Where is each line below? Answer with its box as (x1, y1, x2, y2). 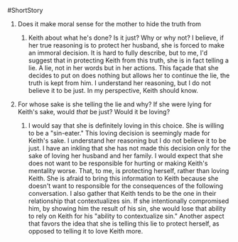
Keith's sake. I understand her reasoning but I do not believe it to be (28, 136, 227, 145)
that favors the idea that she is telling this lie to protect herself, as (28, 219, 220, 228)
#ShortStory (7, 6, 43, 14)
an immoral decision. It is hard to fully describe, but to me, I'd (28, 49, 208, 57)
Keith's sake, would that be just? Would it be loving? (17, 108, 171, 116)
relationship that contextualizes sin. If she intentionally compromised (28, 197, 229, 205)
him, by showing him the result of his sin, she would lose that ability (28, 204, 226, 212)
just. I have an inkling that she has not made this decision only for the (28, 144, 231, 152)
